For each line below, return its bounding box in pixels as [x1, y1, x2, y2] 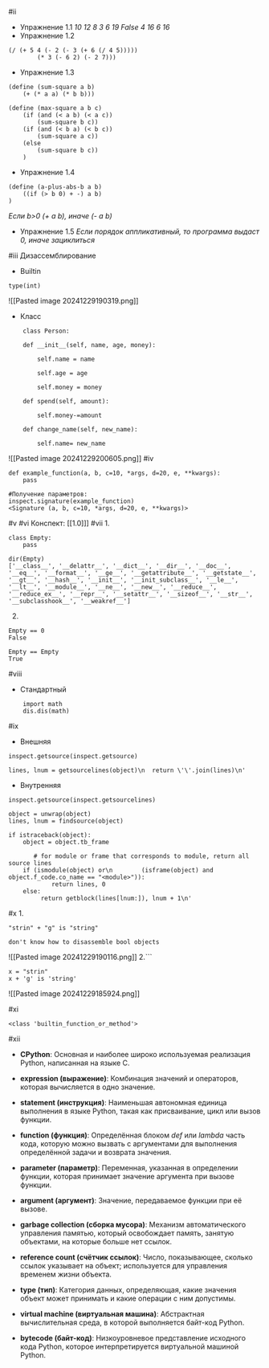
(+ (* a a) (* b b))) [22, 90, 95, 98]
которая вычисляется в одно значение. [19, 1082, 156, 1092]
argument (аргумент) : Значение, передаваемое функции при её [19, 1196, 243, 1205]
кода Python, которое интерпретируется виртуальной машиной [19, 1341, 239, 1351]
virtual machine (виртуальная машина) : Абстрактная [19, 1309, 205, 1318]
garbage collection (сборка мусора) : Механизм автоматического [19, 1220, 247, 1229]
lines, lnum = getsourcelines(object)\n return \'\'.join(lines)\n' [8, 766, 247, 774]
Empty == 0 [8, 627, 45, 635]
